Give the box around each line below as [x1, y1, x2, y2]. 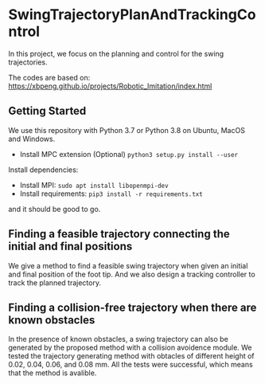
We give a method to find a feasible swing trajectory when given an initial [8, 261, 248, 270]
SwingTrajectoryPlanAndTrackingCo [8, 6, 256, 24]
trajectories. [8, 57, 48, 67]
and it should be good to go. [8, 204, 101, 214]
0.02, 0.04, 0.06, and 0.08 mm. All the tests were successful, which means [8, 360, 253, 370]
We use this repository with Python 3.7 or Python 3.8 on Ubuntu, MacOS [8, 125, 245, 135]
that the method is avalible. [8, 368, 97, 378]
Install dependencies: [8, 165, 79, 174]
